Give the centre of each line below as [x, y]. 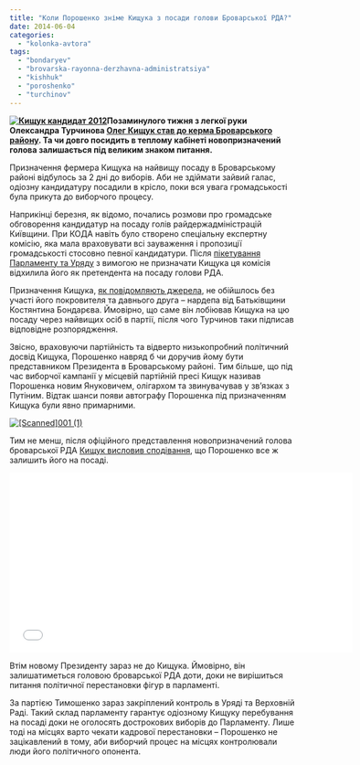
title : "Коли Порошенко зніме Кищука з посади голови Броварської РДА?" [151, 18]
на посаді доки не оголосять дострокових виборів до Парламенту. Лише [152, 722]
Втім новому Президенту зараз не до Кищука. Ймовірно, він [127, 665]
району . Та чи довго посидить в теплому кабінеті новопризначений [145, 140]
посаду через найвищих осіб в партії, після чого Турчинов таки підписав [152, 319]
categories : [32, 35]
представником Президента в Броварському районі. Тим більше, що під [151, 366]
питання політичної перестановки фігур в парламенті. [115, 685]
